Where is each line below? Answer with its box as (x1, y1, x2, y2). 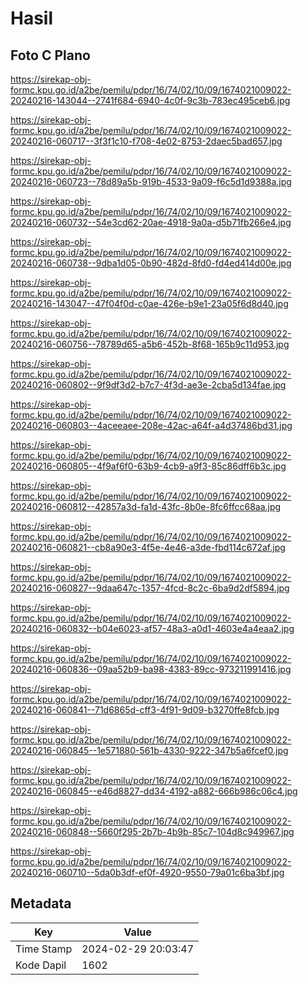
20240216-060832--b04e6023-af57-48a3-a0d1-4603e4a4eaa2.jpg (10, 623, 295, 634)
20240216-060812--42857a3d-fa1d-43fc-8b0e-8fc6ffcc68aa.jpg (10, 501, 282, 512)
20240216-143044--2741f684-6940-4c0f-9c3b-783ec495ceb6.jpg (10, 95, 291, 106)
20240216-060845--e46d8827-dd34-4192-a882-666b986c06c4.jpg (10, 785, 298, 797)
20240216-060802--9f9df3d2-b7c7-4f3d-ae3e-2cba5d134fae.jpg (10, 379, 287, 391)
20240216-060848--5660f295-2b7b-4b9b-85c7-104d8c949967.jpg (10, 826, 295, 837)
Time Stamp (15, 942, 73, 956)
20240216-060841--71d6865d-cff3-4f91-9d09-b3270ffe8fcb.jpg (10, 704, 280, 716)
